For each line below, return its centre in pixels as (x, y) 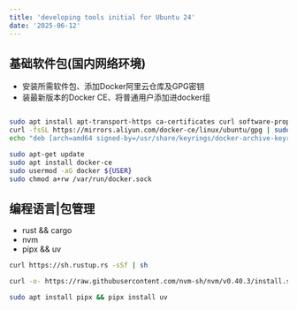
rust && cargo (47, 231)
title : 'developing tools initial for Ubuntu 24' (103, 17)
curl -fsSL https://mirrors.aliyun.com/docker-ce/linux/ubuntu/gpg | (140, 130)
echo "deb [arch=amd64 (51, 139)
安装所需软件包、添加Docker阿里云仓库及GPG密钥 (113, 87)
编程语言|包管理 (52, 208)
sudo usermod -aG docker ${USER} (71, 170)
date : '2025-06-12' (45, 26)
